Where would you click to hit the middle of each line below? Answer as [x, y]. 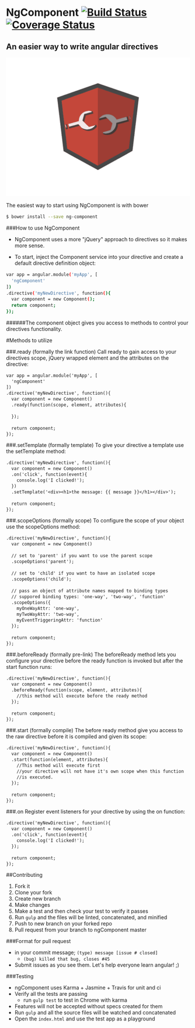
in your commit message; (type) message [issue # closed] [86, 952]
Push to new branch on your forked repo [63, 923]
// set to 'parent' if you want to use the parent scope [82, 556]
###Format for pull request [39, 941]
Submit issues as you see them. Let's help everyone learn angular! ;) [97, 965]
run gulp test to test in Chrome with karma [75, 1000]
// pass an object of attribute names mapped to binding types [90, 591]
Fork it [22, 886]
